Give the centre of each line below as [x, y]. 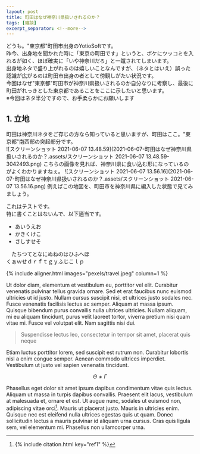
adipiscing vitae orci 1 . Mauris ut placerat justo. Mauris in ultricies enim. [93, 408]
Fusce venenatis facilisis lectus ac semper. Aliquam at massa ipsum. [90, 304]
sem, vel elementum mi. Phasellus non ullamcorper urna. [76, 427]
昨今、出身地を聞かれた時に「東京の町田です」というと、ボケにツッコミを [97, 54]
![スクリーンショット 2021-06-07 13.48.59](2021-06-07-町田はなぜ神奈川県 [99, 149]
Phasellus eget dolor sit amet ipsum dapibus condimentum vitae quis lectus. [99, 388]
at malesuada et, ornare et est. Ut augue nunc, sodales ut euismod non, [94, 401]
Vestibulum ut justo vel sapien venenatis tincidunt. [68, 365]
